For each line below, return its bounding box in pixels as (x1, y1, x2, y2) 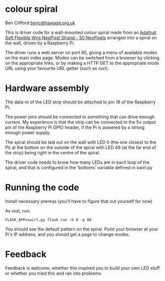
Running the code (5, 182, 80, 193)
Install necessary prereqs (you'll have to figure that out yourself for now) (5, 198, 153, 204)
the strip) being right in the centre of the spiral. (5, 149, 100, 155)
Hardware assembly (5, 83, 89, 94)
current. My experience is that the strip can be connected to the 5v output (5, 119, 156, 125)
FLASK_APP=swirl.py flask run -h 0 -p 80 (5, 217, 92, 222)
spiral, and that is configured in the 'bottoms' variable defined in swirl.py (5, 164, 153, 170)
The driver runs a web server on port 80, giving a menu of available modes (5, 49, 158, 55)
